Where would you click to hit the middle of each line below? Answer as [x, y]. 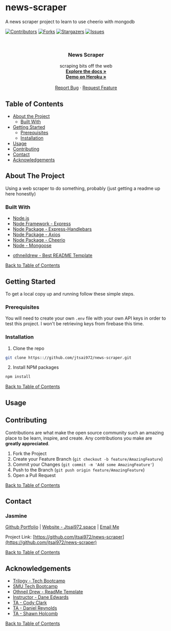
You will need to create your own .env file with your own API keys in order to [86, 318]
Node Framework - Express [42, 224]
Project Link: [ [20, 537]
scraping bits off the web [86, 66]
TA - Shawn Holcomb [35, 614]
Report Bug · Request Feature [86, 88]
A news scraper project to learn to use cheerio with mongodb [70, 22]
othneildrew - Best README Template [52, 255]
